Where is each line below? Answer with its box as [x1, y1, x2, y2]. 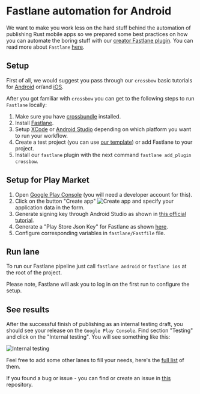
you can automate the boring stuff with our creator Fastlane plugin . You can [6, 37, 193, 44]
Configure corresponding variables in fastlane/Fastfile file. [14, 229, 165, 236]
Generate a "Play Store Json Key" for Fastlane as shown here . [14, 223, 168, 230]
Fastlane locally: [6, 101, 47, 108]
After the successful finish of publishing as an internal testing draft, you [6, 321, 183, 328]
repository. [6, 381, 33, 389]
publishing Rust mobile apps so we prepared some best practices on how [6, 30, 188, 37]
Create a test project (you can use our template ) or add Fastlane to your [14, 138, 193, 146]
